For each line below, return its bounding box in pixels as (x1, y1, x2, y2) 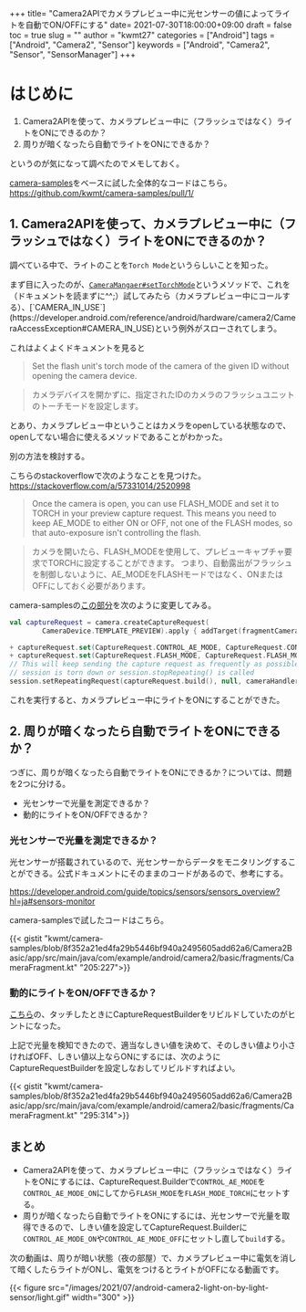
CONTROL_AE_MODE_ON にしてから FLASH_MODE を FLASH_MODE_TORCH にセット (22, 1188, 282, 1199)
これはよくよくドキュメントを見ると (9, 341, 146, 353)
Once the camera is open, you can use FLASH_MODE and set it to (31, 498, 280, 509)
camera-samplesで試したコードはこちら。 (9, 914, 169, 925)
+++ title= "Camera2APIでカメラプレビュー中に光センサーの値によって (9, 8, 275, 18)
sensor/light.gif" (9, 1292, 70, 1303)
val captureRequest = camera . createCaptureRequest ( (9, 617, 209, 627)
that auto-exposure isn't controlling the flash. (31, 527, 202, 538)
